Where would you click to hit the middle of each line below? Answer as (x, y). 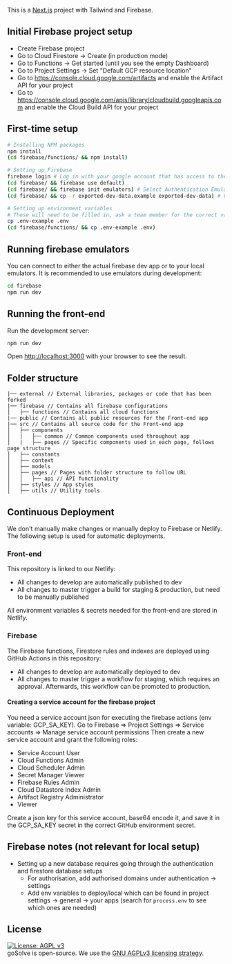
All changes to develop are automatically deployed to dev (99, 671)
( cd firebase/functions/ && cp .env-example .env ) (81, 228)
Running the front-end (56, 314)
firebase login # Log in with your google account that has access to (111, 177)
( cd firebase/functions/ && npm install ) (68, 158)
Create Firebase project (51, 48)
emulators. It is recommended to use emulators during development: (105, 273)
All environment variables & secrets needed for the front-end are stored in (112, 611)
